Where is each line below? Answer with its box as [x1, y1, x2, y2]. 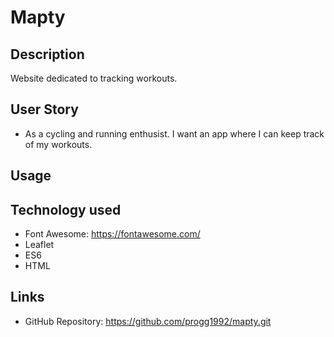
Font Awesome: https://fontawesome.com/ [24, 228, 201, 240]
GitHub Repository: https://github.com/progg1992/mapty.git [24, 315, 272, 327]
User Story [10, 101, 79, 118]
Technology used [10, 201, 122, 218]
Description [10, 46, 85, 63]
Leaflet [24, 239, 55, 251]
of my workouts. [24, 138, 93, 150]
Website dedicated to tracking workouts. [10, 72, 178, 84]
